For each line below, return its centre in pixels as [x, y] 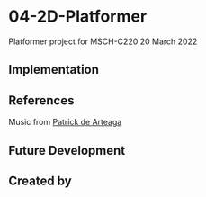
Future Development [67, 150]
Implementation [54, 70]
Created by [40, 180]
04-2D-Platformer [78, 17]
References [41, 100]
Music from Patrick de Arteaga [65, 122]
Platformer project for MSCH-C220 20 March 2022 [103, 41]
